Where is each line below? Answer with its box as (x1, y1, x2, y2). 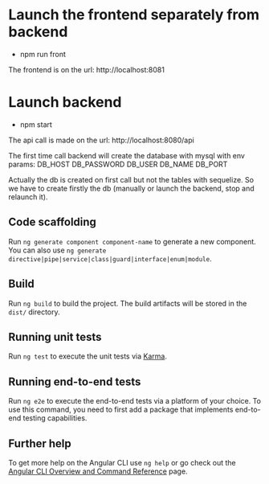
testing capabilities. (22, 413, 88, 423)
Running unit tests (8, 330, 102, 343)
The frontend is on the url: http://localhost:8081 (8, 64, 165, 74)
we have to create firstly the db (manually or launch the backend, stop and (8, 183, 255, 193)
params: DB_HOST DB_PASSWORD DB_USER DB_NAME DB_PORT (8, 159, 228, 169)
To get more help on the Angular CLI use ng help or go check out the (8, 457, 236, 467)
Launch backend (8, 93, 122, 112)
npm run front (19, 49, 67, 59)
